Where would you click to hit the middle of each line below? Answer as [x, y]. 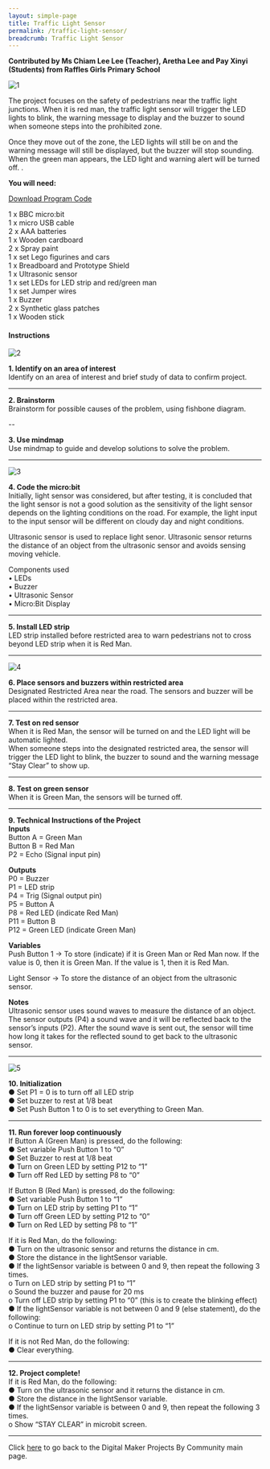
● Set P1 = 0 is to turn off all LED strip [71, 1092]
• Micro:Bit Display [39, 604]
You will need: [32, 183]
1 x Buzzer [25, 300]
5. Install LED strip [39, 627]
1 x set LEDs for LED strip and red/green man [83, 283]
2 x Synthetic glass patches [54, 308]
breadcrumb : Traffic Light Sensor [66, 38]
